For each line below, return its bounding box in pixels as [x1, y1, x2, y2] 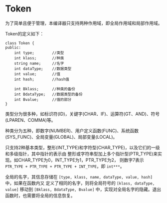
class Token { [5, 40, 35, 45]
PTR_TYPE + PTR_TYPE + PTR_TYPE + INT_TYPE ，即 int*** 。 [5, 163, 125, 169]
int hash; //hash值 [14, 77, 70, 82]
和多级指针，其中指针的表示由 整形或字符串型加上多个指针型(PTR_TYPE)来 [5, 151, 158, 157]
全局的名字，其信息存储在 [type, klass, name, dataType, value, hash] [5, 174, 153, 180]
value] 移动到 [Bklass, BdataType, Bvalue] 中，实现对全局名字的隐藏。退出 [5, 186, 162, 192]
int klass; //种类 [14, 55, 64, 60]
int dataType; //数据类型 [14, 66, 72, 71]
